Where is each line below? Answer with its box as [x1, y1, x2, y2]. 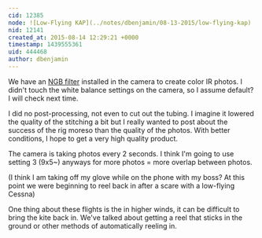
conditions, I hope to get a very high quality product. [8, 134, 179, 143]
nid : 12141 [8, 26, 44, 34]
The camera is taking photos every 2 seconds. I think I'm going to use [8, 148, 234, 158]
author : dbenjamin [8, 56, 68, 64]
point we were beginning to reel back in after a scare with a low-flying [8, 181, 234, 190]
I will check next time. [8, 93, 79, 103]
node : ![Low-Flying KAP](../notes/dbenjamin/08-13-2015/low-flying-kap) [8, 19, 252, 27]
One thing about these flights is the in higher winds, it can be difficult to [8, 204, 240, 214]
